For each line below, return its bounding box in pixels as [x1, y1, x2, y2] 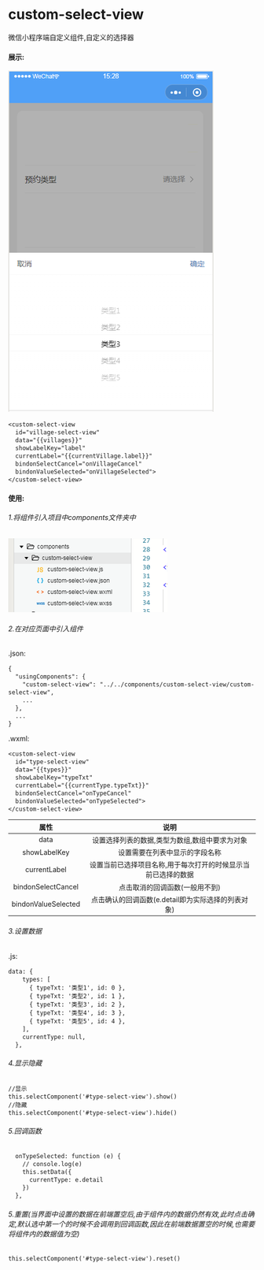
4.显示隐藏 [8, 1058, 42, 1068]
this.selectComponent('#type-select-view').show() [8, 1093, 178, 1101]
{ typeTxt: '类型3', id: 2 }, [28, 1001, 126, 1008]
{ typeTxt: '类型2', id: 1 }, [28, 992, 126, 1000]
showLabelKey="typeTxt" [15, 774, 93, 782]
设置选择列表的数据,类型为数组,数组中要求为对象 [91, 835, 247, 845]
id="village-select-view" [15, 429, 101, 436]
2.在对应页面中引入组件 [8, 624, 84, 633]
